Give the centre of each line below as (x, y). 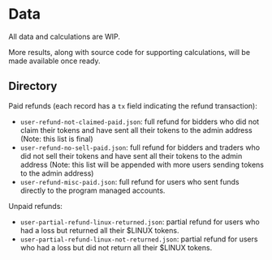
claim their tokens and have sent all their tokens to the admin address (136, 130)
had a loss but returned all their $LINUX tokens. (99, 230)
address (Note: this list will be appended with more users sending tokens (142, 164)
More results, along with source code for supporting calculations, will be (129, 52)
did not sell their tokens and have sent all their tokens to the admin (131, 156)
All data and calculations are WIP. (64, 36)
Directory (33, 86)
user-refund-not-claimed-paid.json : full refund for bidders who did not (140, 121)
